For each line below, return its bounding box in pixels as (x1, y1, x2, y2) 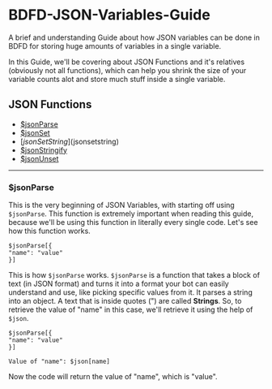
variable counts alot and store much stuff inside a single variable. (8, 74, 226, 84)
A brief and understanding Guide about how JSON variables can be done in (8, 32, 261, 42)
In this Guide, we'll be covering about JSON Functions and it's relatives (8, 57, 245, 67)
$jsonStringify (19, 145, 67, 155)
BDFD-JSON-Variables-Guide (8, 6, 210, 24)
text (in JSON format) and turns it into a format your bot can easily (8, 279, 229, 289)
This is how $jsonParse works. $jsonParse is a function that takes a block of (8, 270, 261, 280)
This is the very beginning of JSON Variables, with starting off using (8, 201, 235, 210)
